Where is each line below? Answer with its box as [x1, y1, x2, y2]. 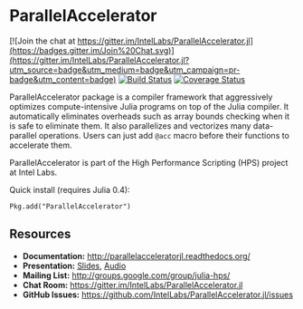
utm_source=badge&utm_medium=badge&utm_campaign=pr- [9, 64, 241, 75]
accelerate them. [9, 140, 72, 150]
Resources [9, 227, 71, 242]
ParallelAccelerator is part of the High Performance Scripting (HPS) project [9, 157, 289, 168]
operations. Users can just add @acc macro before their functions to [38, 130, 289, 140]
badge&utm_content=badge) [9, 73, 117, 84]
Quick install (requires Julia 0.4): [9, 184, 130, 195]
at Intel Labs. [9, 167, 58, 178]
